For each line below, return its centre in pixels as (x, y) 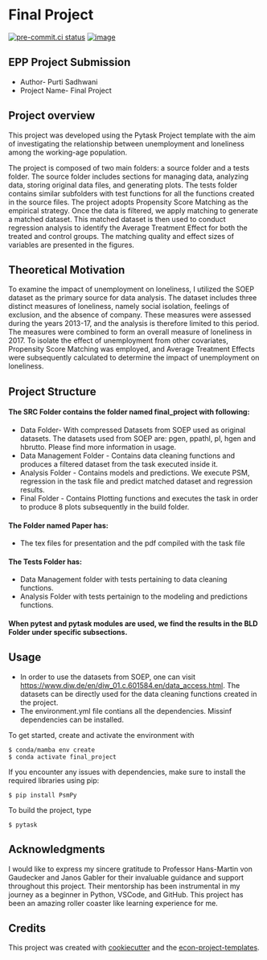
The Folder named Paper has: (58, 525)
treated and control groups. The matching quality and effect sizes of (121, 236)
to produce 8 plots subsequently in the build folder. (105, 507)
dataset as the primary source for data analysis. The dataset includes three (133, 298)
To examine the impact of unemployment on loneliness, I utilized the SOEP (131, 289)
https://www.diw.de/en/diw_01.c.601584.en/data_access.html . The (130, 685)
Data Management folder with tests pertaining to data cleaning (123, 579)
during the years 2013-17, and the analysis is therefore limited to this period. (134, 323)
